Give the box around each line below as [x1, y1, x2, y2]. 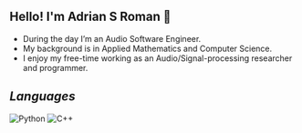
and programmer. [22, 62, 89, 73]
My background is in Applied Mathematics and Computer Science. [22, 43, 273, 54]
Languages [9, 88, 76, 105]
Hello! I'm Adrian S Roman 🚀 [9, 9, 172, 25]
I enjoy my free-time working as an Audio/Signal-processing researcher [22, 52, 293, 64]
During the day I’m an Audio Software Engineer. [22, 33, 202, 44]
